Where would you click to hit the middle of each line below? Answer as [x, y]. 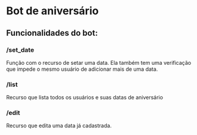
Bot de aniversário [53, 11]
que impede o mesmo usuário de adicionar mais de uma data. [82, 69]
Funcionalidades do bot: [52, 33]
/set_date [20, 50]
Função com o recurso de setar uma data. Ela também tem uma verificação [99, 62]
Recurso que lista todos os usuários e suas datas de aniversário [84, 98]
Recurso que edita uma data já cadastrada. [59, 125]
